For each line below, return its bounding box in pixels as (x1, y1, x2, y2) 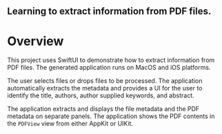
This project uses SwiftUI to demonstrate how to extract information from (7, 56, 215, 64)
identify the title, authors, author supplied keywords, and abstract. (7, 91, 194, 99)
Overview (7, 33, 64, 49)
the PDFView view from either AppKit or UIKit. (7, 119, 133, 128)
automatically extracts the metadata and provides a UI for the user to (7, 84, 203, 93)
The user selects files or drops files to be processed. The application (7, 77, 203, 85)
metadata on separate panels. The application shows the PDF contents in (7, 112, 215, 120)
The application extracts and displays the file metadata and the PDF (7, 105, 200, 113)
